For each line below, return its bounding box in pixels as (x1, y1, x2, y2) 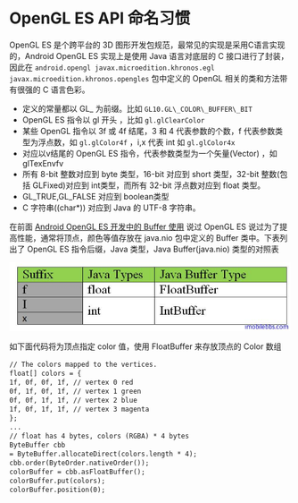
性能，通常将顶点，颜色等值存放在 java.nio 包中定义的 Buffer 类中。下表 (16, 232, 280, 243)
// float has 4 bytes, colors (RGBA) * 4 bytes (9, 431, 190, 441)
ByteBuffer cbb (9, 440, 66, 450)
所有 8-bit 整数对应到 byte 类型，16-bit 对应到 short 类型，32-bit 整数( (21, 168, 280, 179)
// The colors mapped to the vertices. (9, 360, 158, 370)
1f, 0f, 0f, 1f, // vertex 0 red (9, 378, 134, 388)
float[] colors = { (9, 369, 82, 379)
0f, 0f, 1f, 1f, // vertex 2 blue (9, 396, 138, 405)
